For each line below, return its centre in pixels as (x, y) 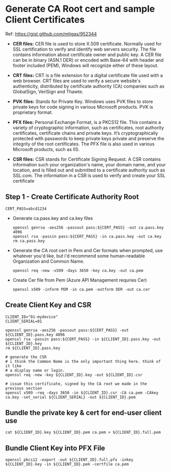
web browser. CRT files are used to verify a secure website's (77, 81)
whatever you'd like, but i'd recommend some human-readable (79, 256)
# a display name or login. (35, 370)
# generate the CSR (26, 357)
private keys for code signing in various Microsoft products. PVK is (83, 107)
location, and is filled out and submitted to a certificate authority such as (89, 170)
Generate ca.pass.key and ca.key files (53, 218)
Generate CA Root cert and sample (80, 9)
